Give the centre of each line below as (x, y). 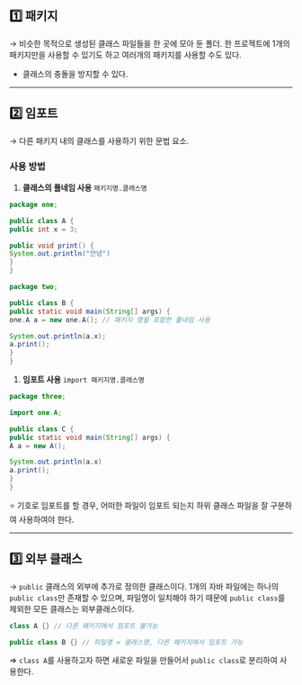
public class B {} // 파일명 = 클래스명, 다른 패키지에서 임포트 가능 (126, 642)
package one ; (34, 204)
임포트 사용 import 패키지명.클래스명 (84, 380)
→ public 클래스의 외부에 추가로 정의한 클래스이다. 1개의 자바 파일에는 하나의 (144, 586)
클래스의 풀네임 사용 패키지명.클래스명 (84, 187)
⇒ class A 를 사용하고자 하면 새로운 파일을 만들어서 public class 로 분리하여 (144, 661)
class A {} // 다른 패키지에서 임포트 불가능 (84, 626)
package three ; (38, 397)
